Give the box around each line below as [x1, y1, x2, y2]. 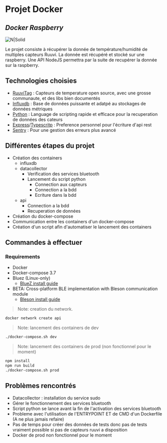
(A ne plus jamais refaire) [12, 416, 64, 422]
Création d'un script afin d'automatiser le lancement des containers [12, 224, 151, 230]
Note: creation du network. [17, 306, 73, 312]
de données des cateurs [12, 116, 63, 122]
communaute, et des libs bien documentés [12, 95, 100, 101]
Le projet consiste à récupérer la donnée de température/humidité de [5, 46, 147, 52]
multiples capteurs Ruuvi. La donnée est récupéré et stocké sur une [5, 51, 145, 57]
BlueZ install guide [19, 281, 58, 287]
